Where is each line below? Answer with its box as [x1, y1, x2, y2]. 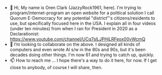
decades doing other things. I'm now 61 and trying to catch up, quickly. [9, 52, 155, 58]
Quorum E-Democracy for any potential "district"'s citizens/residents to [9, 15, 156, 21]
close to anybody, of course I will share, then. [9, 65, 103, 70]
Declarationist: [9, 31, 40, 37]
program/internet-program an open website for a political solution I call [9, 10, 155, 16]
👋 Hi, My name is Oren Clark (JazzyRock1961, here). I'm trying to [9, 5, 142, 10]
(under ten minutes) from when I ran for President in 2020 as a [9, 26, 137, 32]
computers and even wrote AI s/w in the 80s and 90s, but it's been [9, 47, 146, 52]
